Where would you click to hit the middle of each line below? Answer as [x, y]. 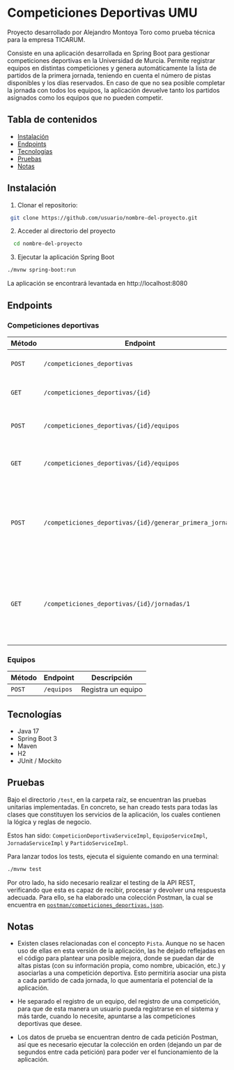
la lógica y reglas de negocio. [49, 821]
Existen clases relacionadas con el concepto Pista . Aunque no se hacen [121, 944]
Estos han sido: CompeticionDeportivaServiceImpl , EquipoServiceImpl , [107, 835]
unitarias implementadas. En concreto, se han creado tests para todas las [112, 807]
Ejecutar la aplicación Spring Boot [66, 257]
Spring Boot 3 [37, 738]
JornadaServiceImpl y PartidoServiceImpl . [68, 842]
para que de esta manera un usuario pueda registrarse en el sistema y [118, 1009]
